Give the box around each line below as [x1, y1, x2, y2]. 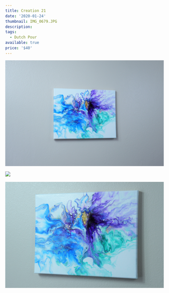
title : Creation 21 [5, 8, 46, 13]
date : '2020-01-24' [5, 13, 46, 19]
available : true [5, 40, 39, 45]
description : [5, 24, 33, 29]
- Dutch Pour [10, 35, 37, 40]
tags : [5, 29, 17, 35]
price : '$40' [5, 45, 33, 51]
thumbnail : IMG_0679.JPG [5, 19, 57, 24]
